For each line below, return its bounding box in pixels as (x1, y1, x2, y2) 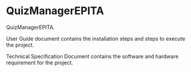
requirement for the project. (6, 59, 74, 66)
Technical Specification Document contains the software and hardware (6, 53, 179, 60)
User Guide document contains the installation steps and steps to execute (6, 35, 186, 42)
